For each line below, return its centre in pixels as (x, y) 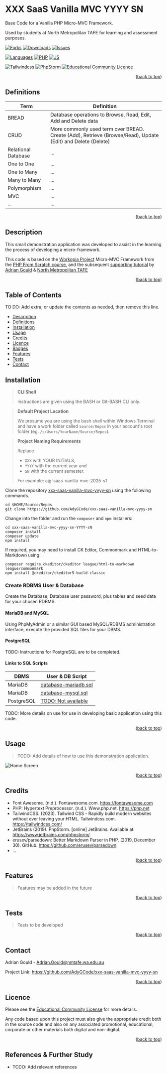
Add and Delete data (74, 121)
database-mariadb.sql (67, 685)
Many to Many (24, 180)
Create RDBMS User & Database (44, 585)
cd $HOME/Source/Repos (29, 505)
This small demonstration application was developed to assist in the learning (83, 244)
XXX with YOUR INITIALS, (50, 461)
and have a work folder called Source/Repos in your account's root (85, 426)
